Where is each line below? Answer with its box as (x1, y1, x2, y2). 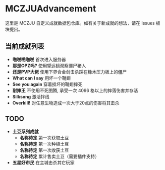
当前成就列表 (5, 42, 45, 51)
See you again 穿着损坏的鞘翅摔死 (12, 81, 83, 87)
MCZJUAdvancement (5, 3, 97, 14)
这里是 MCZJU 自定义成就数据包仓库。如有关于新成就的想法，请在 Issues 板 (5, 20, 161, 26)
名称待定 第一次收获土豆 (19, 147, 69, 153)
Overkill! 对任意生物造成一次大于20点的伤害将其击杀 (12, 100, 120, 106)
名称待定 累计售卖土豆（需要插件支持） (19, 153, 100, 159)
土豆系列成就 (12, 128, 39, 134)
